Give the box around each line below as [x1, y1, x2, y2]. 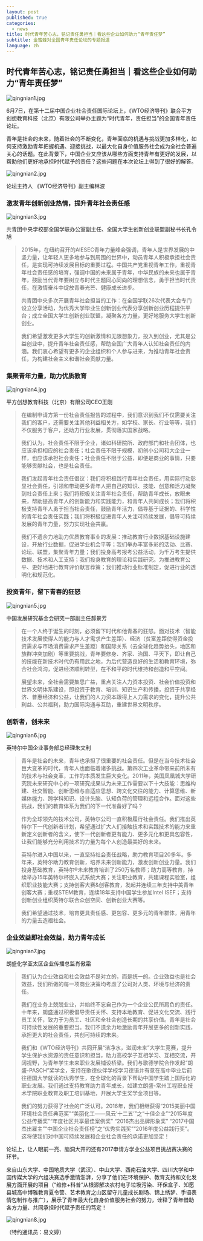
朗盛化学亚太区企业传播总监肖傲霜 [6, 960, 91, 967]
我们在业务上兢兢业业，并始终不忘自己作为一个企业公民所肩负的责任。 [21, 1001, 196, 1008]
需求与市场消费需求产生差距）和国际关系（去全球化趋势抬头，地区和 [26, 642, 196, 650]
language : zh [6, 43, 39, 49]
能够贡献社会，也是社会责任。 [21, 462, 95, 470]
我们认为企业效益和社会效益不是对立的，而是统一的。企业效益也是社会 [21, 973, 196, 980]
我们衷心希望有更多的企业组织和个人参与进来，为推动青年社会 [31, 347, 185, 354]
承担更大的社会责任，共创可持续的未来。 [21, 1031, 122, 1039]
